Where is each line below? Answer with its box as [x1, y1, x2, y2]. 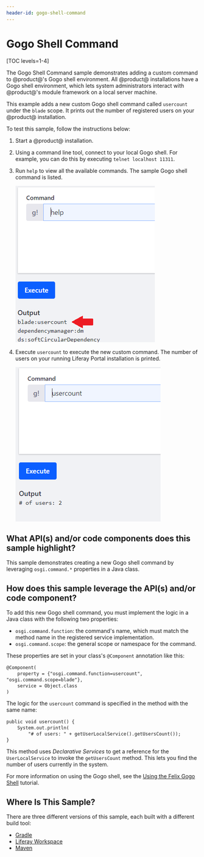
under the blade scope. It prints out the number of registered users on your [6, 107, 195, 114]
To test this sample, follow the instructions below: [6, 125, 131, 132]
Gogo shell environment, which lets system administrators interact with [6, 82, 185, 89]
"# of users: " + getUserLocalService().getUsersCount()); [28, 731, 181, 737]
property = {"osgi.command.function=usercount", [17, 671, 143, 677]
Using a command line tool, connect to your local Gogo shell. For [15, 148, 178, 156]
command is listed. [15, 173, 63, 181]
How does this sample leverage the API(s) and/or [6, 583, 196, 593]
